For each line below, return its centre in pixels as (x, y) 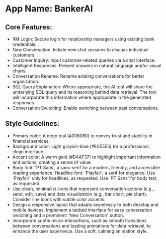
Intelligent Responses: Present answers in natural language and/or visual (87, 66)
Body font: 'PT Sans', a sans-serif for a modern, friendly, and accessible (86, 167)
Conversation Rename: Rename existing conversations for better (78, 76)
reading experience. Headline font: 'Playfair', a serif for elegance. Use (84, 173)
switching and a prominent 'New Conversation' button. (68, 215)
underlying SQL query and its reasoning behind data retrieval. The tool (84, 92)
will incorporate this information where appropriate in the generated (82, 97)
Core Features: (29, 27)
